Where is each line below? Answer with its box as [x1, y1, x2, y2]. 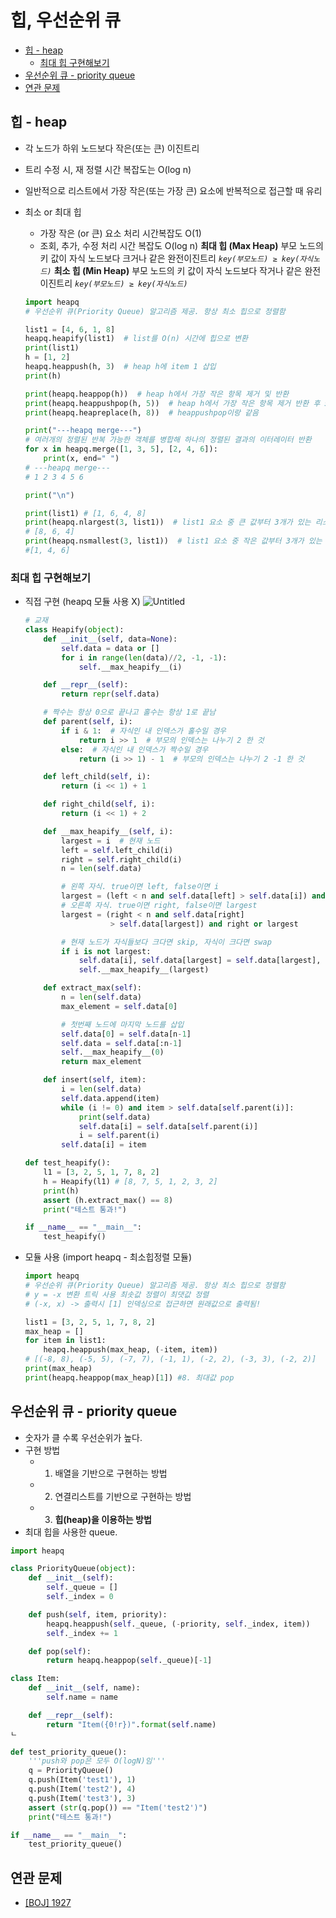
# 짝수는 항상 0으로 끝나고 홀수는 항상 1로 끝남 [43, 707, 217, 718]
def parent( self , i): [43, 717, 133, 727]
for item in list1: [24, 1336, 107, 1346]
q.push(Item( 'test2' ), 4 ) [28, 1784, 137, 1795]
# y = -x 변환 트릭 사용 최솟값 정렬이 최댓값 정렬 [24, 1289, 210, 1300]
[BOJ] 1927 [24, 1897, 72, 1909]
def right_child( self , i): [43, 799, 156, 810]
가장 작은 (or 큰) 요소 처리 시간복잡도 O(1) [39, 227, 202, 239]
